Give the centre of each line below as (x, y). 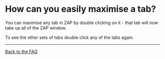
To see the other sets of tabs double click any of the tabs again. (69, 37)
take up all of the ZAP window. (36, 28)
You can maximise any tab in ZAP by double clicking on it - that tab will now (82, 23)
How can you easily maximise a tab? (81, 9)
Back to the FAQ (21, 51)
